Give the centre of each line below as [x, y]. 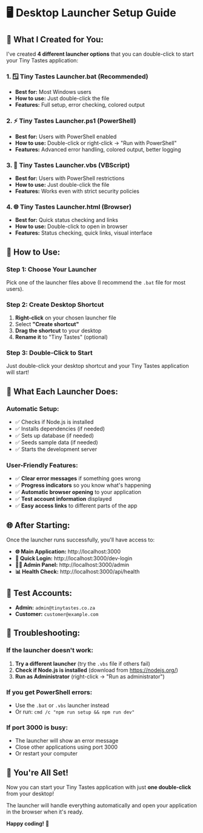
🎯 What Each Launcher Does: [62, 391]
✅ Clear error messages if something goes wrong [78, 478]
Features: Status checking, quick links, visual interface [84, 233]
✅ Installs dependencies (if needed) [60, 429]
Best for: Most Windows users [53, 92]
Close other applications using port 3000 [66, 747]
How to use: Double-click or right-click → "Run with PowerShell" [96, 143]
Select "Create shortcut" [47, 324]
